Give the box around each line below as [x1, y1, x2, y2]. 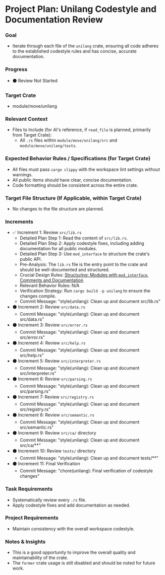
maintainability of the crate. [12, 555, 68, 561]
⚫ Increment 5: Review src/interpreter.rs [12, 358, 101, 364]
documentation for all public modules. [19, 246, 98, 252]
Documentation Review [5, 14, 103, 25]
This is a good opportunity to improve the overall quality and [12, 550, 136, 556]
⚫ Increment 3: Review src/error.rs [12, 322, 88, 328]
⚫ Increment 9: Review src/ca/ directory [12, 430, 97, 436]
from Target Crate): [12, 132, 52, 138]
